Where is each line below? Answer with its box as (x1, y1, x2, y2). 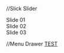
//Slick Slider (6, 5, 37, 12)
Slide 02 (6, 23, 27, 29)
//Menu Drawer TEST (6, 41, 58, 47)
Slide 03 (6, 29, 27, 36)
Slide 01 (6, 16, 25, 23)
